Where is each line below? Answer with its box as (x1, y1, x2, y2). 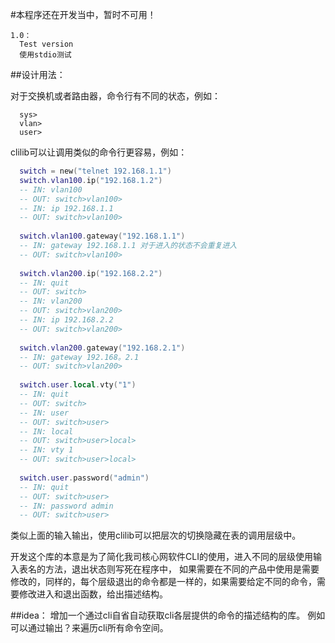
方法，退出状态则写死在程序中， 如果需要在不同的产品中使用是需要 (44, 563, 320, 575)
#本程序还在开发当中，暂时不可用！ (10, 9, 157, 20)
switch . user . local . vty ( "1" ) (19, 380, 137, 390)
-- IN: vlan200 (19, 296, 83, 307)
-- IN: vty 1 (19, 445, 74, 455)
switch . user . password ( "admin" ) (19, 473, 150, 483)
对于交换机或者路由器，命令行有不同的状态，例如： (10, 90, 221, 102)
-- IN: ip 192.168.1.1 (19, 203, 114, 213)
